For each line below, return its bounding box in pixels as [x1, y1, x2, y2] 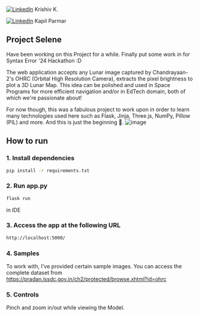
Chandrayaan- [152, 68, 189, 76]
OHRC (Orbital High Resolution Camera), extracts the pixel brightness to [15, 75, 193, 82]
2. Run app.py [6, 182, 48, 190]
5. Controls [6, 290, 39, 298]
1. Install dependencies [6, 154, 75, 162]
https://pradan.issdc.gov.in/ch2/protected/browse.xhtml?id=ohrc [6, 276, 167, 283]
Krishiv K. [34, 6, 59, 13]
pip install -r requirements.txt [6, 168, 90, 174]
